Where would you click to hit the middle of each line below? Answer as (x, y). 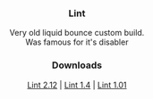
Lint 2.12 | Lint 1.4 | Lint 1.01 (77, 85)
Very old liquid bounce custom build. (77, 33)
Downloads (77, 65)
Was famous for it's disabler (77, 42)
